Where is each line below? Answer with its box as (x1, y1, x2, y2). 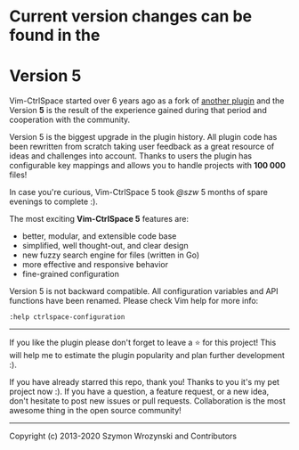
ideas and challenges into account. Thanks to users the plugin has (9, 151, 252, 161)
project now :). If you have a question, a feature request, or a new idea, (9, 386, 270, 397)
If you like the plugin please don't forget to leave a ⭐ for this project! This (9, 337, 277, 348)
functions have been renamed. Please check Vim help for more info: (9, 296, 259, 307)
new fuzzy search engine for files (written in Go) (21, 250, 200, 260)
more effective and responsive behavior (21, 259, 169, 270)
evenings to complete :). (9, 196, 98, 207)
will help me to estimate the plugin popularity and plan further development (9, 350, 285, 361)
